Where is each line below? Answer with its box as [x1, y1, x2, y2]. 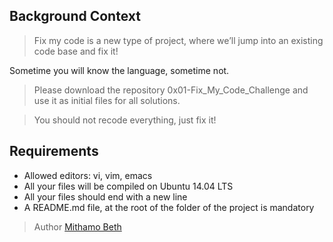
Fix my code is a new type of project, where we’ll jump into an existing [33, 34, 324, 46]
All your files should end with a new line [23, 190, 188, 203]
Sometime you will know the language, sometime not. [9, 64, 230, 76]
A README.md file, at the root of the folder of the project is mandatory [23, 201, 315, 213]
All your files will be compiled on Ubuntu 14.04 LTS [23, 180, 234, 192]
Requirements [9, 143, 99, 160]
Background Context [9, 8, 141, 25]
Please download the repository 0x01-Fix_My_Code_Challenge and [33, 84, 309, 96]
